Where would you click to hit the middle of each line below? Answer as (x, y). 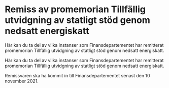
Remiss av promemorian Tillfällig (75, 9)
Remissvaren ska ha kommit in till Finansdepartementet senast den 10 (77, 75)
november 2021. (22, 81)
